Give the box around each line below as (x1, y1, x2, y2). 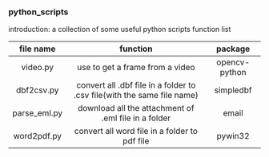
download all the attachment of (77, 103, 195, 114)
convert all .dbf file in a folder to (75, 80, 196, 91)
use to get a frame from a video (77, 62, 195, 73)
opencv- (215, 57, 251, 68)
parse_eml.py (12, 108, 63, 119)
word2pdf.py (13, 131, 62, 142)
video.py (21, 62, 54, 73)
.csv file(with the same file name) (73, 90, 199, 101)
